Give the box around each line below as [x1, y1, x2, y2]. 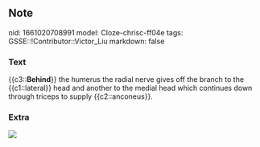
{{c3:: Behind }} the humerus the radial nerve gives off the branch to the [8, 75, 244, 84]
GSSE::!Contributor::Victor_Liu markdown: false [8, 36, 165, 46]
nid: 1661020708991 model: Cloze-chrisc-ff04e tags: [8, 27, 184, 37]
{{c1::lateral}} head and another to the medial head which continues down [8, 84, 253, 93]
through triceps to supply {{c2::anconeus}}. [8, 92, 153, 101]
